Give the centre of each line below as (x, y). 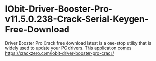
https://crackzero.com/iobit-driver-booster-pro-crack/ (60, 53)
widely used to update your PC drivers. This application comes (68, 48)
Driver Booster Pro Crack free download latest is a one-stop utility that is (78, 43)
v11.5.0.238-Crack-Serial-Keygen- (77, 19)
